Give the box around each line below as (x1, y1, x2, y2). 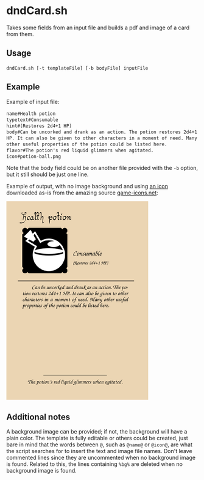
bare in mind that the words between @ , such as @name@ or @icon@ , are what (6, 441, 193, 448)
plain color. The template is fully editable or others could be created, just (6, 435, 188, 442)
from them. (6, 30, 35, 37)
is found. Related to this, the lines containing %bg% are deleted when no (6, 460, 183, 468)
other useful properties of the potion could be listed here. (6, 141, 167, 147)
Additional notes (6, 412, 71, 422)
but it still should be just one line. (6, 171, 89, 178)
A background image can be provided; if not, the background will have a (6, 428, 188, 435)
